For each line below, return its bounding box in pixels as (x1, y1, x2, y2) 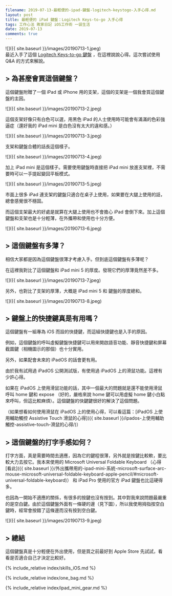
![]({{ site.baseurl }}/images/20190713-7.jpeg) (5, 277, 101, 283)
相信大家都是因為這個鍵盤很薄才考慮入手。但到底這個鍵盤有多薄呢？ (5, 256, 149, 262)
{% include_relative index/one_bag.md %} (5, 575, 94, 581)
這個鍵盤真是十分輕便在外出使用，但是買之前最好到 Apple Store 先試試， (5, 548, 159, 554)
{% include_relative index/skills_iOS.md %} (5, 565, 96, 571)
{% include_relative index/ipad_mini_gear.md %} (5, 585, 107, 591)
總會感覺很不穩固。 (5, 198, 46, 204)
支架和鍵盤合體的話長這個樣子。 (5, 143, 73, 149)
